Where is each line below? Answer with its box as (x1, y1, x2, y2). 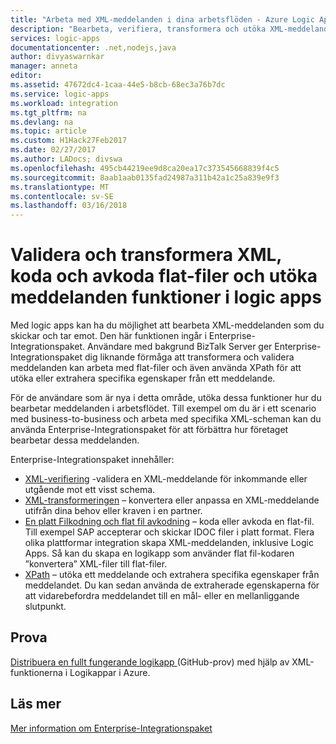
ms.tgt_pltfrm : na (10, 107, 87, 118)
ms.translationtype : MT (10, 182, 110, 192)
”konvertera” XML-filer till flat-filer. (24, 558, 168, 570)
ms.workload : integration (10, 98, 118, 108)
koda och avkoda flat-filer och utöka (10, 265, 318, 288)
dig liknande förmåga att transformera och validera (84, 351, 295, 363)
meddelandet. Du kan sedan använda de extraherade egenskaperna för (24, 579, 320, 591)
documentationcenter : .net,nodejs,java (10, 42, 177, 53)
